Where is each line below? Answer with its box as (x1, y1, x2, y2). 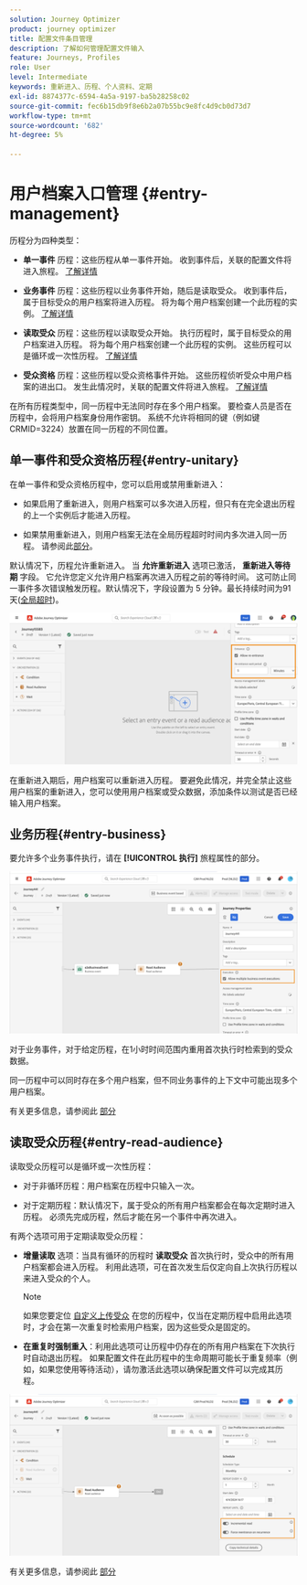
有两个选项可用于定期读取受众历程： (9, 1230, 146, 1241)
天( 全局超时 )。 (9, 594, 64, 605)
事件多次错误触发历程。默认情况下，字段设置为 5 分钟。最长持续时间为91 (16, 582, 291, 593)
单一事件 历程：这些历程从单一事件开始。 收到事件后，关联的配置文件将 (22, 254, 292, 265)
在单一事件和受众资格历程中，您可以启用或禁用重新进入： (9, 478, 226, 489)
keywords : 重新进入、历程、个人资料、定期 (9, 82, 153, 91)
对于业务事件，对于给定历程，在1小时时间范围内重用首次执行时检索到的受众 (9, 1043, 293, 1055)
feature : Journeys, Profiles (9, 53, 121, 63)
